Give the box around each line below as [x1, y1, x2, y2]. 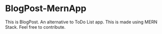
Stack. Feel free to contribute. [5, 24, 66, 30]
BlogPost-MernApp [5, 3, 86, 14]
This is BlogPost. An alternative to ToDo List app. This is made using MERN [5, 19, 158, 25]
